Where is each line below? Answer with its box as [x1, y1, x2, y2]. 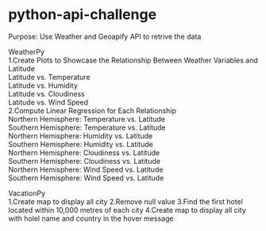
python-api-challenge [8, 6, 157, 24]
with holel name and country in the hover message [8, 214, 174, 223]
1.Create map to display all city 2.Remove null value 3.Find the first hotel [8, 196, 244, 206]
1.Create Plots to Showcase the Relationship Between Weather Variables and [8, 55, 258, 65]
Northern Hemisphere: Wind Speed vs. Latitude [8, 165, 164, 174]
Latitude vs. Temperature [8, 72, 91, 81]
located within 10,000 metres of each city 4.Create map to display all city [8, 205, 246, 214]
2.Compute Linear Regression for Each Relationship [8, 105, 177, 116]
